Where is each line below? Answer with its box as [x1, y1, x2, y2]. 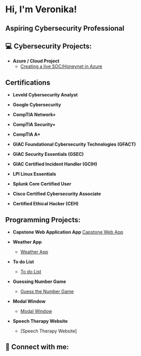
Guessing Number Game [12, 278, 66, 284]
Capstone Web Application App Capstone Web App [12, 229, 124, 235]
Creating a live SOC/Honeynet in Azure [20, 63, 103, 69]
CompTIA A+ [12, 131, 41, 137]
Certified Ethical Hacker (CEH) [12, 201, 79, 207]
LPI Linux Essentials [12, 171, 56, 177]
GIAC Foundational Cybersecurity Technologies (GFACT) [12, 141, 136, 148]
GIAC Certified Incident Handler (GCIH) [12, 161, 98, 167]
